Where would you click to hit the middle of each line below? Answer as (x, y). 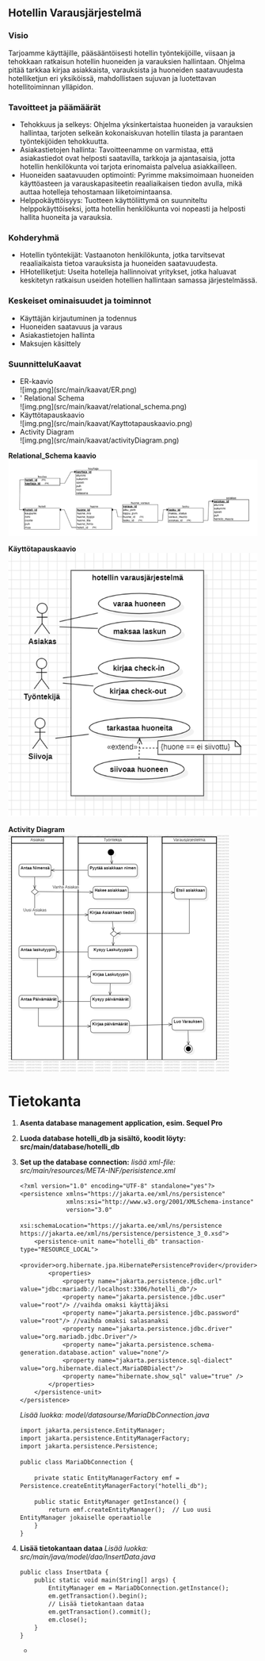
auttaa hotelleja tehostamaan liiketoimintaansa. (96, 192)
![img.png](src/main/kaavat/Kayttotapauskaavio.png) (106, 423)
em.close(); (68, 1620)
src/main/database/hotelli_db (70, 1147)
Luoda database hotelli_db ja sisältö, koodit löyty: (103, 1138)
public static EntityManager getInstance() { (111, 1502)
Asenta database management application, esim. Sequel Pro (121, 1123)
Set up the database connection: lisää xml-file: (97, 1162)
